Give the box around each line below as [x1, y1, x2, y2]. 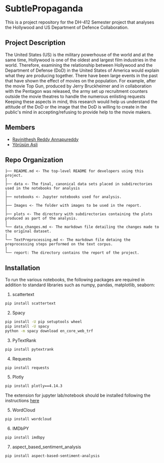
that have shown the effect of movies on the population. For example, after [5, 78, 156, 83]
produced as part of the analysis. [5, 216, 78, 221]
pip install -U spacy [5, 324, 50, 329]
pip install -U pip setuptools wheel [5, 320, 82, 325]
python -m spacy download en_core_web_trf [5, 328, 93, 333]
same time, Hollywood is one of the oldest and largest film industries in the [5, 57, 156, 63]
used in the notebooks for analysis [5, 186, 80, 191]
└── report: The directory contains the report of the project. [5, 250, 139, 255]
